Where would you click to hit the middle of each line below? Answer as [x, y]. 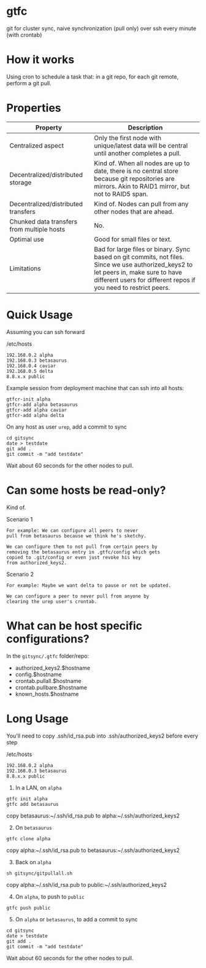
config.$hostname [38, 674]
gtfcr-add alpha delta [35, 415]
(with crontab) [24, 34]
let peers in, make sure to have [138, 272]
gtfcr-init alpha [29, 399]
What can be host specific [74, 626]
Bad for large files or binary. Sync [142, 249]
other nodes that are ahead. [134, 211]
